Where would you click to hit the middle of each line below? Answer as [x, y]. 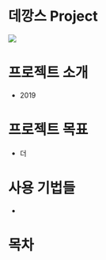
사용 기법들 [42, 188]
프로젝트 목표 [48, 130]
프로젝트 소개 [48, 73]
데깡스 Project [53, 16]
